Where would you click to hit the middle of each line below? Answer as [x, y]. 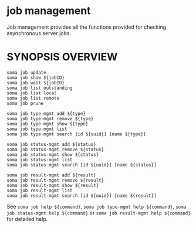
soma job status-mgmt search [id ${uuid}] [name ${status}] [82, 165]
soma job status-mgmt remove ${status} [55, 149]
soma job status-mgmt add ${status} [51, 144]
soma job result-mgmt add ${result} [51, 175]
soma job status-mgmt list [40, 159]
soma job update [26, 72]
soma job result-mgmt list [40, 190]
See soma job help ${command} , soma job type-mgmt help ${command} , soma [97, 206]
